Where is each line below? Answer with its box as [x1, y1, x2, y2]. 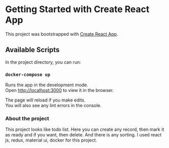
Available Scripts [5, 45, 60, 54]
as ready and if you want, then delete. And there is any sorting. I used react [5, 132, 162, 138]
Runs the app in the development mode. [5, 82, 88, 88]
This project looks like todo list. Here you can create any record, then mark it [5, 126, 164, 132]
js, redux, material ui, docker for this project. [5, 137, 97, 143]
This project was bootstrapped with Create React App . [5, 31, 119, 37]
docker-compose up [5, 72, 50, 77]
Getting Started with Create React [5, 4, 150, 15]
